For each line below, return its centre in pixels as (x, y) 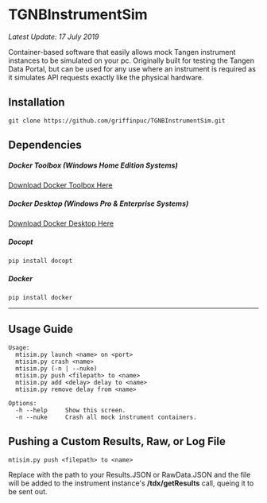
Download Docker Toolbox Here (60, 185)
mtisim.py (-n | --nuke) (56, 368)
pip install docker (41, 298)
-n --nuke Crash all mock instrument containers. (106, 417)
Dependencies (45, 145)
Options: (23, 403)
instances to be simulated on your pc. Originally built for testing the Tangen (131, 60)
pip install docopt (41, 261)
